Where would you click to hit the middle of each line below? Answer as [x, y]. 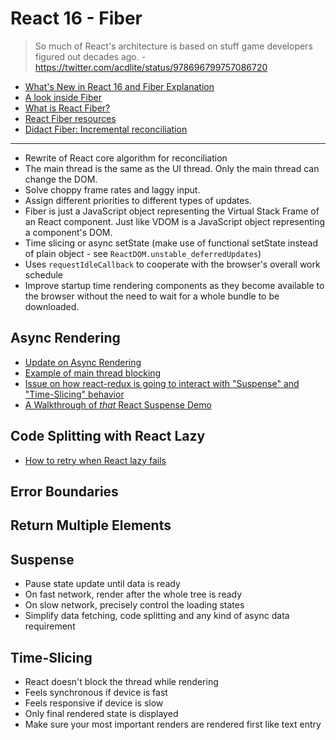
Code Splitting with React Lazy [108, 436]
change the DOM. [61, 179]
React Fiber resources [70, 118]
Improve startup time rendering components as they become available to [174, 285]
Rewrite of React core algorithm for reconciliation [126, 158]
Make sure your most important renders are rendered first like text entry [173, 724]
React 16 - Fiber [76, 18]
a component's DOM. [68, 232]
